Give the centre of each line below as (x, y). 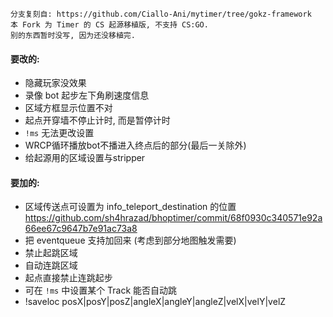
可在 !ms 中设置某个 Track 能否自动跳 (101, 290)
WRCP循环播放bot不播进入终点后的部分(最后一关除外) (135, 145)
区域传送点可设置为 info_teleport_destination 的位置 (130, 207)
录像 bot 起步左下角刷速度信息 (87, 95)
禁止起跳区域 (51, 253)
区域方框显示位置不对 (68, 108)
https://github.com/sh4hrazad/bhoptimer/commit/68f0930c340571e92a (173, 218)
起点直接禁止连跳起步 (68, 278)
